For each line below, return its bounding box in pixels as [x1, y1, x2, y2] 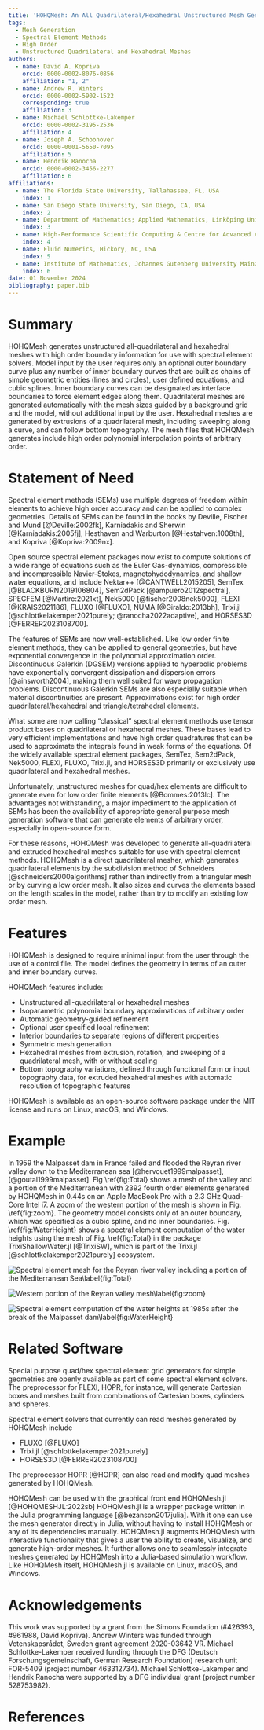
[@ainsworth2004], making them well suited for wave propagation [8, 676, 223, 685]
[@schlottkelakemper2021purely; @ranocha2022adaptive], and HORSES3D [8, 610, 253, 620]
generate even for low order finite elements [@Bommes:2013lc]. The [8, 790, 230, 799]
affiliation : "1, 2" [22, 77, 90, 85]
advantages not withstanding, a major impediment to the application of [8, 798, 237, 808]
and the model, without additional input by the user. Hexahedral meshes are [8, 408, 253, 417]
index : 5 [22, 252, 51, 260]
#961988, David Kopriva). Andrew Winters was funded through [8, 1630, 212, 1640]
